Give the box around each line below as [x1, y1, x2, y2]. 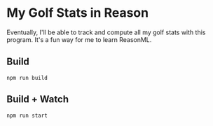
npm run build [6, 74, 48, 81]
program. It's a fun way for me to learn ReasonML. [6, 35, 152, 43]
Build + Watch [6, 93, 69, 106]
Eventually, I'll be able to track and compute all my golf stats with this [6, 28, 206, 36]
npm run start [6, 112, 48, 119]
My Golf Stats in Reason [6, 5, 149, 21]
